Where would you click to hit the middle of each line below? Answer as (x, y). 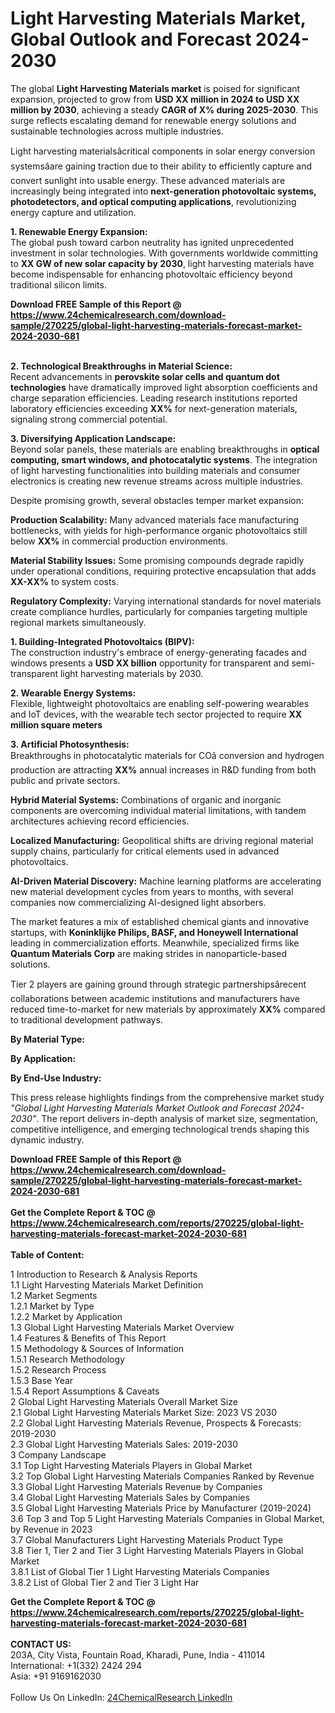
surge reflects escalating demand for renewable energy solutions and (153, 120)
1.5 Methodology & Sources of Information (97, 1348)
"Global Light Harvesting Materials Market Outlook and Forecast (143, 1108)
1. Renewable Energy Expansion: (79, 231)
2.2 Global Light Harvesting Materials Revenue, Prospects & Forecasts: (156, 1423)
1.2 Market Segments (54, 1295)
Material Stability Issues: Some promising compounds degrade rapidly (157, 560)
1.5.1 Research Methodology (67, 1359)
